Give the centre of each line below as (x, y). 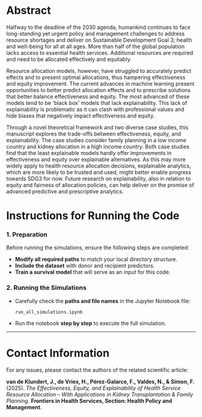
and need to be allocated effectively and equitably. (69, 59)
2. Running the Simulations (47, 288)
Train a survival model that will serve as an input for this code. (93, 272)
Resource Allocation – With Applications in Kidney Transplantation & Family (100, 394)
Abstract (29, 11)
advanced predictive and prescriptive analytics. (65, 191)
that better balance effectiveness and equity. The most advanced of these (98, 96)
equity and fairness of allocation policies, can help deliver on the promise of (100, 185)
